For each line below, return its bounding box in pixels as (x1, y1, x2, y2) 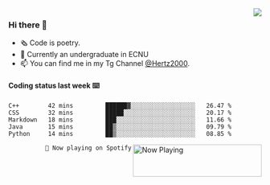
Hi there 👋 (8, 19, 48, 31)
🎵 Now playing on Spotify (45, 144, 132, 152)
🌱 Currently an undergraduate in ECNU (19, 50, 149, 60)
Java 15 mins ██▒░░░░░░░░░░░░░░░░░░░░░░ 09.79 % (8, 122, 231, 131)
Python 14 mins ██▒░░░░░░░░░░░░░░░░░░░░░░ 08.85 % (8, 129, 231, 138)
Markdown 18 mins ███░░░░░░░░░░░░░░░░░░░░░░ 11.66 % (8, 116, 231, 124)
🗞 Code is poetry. (19, 38, 80, 47)
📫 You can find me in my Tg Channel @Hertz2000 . (19, 59, 190, 68)
